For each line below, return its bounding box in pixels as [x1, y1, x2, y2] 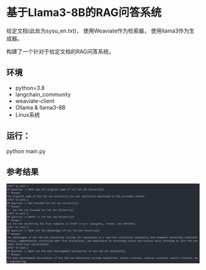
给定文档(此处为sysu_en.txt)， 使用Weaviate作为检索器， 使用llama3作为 [6, 27, 189, 34]
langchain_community [15, 90, 71, 98]
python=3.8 [15, 84, 45, 91]
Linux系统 [15, 111, 40, 118]
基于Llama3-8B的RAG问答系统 [6, 6, 162, 20]
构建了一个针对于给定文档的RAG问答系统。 [6, 47, 115, 55]
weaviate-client [15, 97, 55, 104]
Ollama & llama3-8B [15, 104, 66, 111]
